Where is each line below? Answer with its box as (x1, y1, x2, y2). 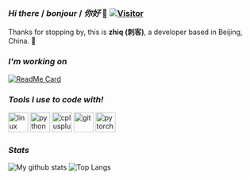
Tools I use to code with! (8, 94, 104, 105)
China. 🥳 (8, 36, 37, 46)
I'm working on (8, 56, 67, 67)
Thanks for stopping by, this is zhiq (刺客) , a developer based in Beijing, (8, 27, 243, 37)
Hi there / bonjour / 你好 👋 (8, 7, 108, 18)
